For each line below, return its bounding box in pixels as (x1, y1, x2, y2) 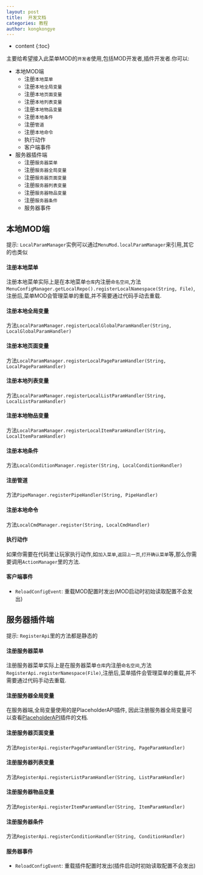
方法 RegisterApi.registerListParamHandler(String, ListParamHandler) (6, 773, 185, 780)
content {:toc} (15, 42, 50, 50)
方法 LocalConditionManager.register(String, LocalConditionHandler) (6, 461, 183, 469)
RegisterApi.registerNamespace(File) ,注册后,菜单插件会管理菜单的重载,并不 (6, 669, 196, 677)
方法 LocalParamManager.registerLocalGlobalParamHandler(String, (6, 322, 172, 329)
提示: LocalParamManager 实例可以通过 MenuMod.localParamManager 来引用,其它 (6, 241, 194, 249)
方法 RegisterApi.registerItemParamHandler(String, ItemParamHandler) (6, 803, 185, 810)
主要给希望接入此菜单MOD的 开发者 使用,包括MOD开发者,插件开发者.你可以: (6, 55, 190, 62)
